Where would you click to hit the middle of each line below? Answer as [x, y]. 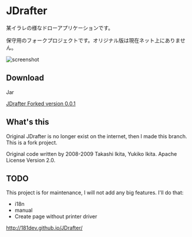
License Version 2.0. [31, 160]
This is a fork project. [32, 142]
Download [25, 78]
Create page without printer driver [56, 216]
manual [23, 211]
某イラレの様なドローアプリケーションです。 [60, 28]
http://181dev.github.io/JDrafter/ [44, 228]
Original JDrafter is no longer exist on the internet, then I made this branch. [97, 136]
